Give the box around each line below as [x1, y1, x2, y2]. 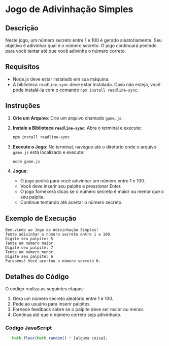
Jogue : [12, 168, 28, 174]
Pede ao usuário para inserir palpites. [12, 301, 91, 307]
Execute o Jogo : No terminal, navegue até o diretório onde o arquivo [12, 143, 156, 150]
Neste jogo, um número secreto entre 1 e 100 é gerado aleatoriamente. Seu [5, 37, 162, 43]
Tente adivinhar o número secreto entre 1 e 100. [5, 232, 113, 237]
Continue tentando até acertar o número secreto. [20, 199, 123, 206]
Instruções [5, 101, 41, 110]
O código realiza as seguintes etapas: [5, 286, 84, 292]
